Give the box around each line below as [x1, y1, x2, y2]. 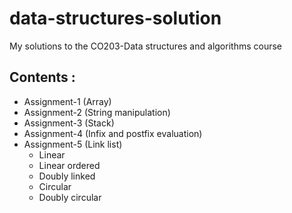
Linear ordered [38, 159, 101, 171]
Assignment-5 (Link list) [23, 138, 123, 150]
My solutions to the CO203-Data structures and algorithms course [9, 40, 282, 52]
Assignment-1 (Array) [23, 95, 112, 107]
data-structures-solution [9, 7, 222, 30]
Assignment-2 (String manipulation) [23, 106, 171, 118]
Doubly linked [38, 170, 96, 182]
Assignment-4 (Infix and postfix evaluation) [23, 127, 203, 139]
